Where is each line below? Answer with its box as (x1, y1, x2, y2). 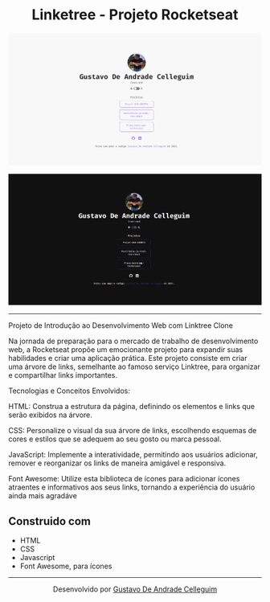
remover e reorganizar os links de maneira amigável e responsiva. (8, 458, 227, 468)
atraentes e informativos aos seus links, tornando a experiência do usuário (8, 482, 256, 492)
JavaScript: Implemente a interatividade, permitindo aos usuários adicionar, (8, 450, 259, 460)
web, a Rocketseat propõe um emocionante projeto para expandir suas (8, 345, 243, 354)
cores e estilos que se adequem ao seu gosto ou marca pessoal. (8, 434, 223, 444)
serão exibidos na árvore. (8, 410, 92, 420)
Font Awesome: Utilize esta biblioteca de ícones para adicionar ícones (8, 474, 240, 484)
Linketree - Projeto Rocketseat (31, 6, 239, 24)
